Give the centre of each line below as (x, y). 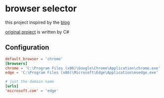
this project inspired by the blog (38, 22)
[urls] (12, 86)
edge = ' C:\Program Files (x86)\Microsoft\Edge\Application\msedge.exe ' (82, 73)
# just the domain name (30, 82)
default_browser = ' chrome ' (34, 59)
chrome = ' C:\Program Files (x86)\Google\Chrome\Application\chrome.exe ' (83, 68)
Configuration (27, 48)
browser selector (41, 9)
